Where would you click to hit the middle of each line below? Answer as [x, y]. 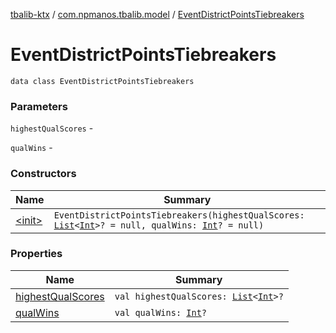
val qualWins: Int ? [161, 312]
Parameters [39, 106]
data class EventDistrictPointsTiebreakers [102, 81]
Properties [36, 254]
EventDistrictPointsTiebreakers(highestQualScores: [179, 215]
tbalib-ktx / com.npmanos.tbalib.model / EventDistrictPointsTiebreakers [157, 14]
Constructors [43, 174]
